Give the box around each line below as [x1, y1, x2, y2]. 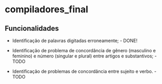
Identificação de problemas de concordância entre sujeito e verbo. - [12, 68, 157, 74]
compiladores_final [5, 4, 88, 15]
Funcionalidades [5, 24, 59, 33]
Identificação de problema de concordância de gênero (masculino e [12, 48, 156, 53]
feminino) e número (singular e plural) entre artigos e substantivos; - [12, 53, 157, 59]
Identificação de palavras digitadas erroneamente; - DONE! [12, 37, 138, 44]
